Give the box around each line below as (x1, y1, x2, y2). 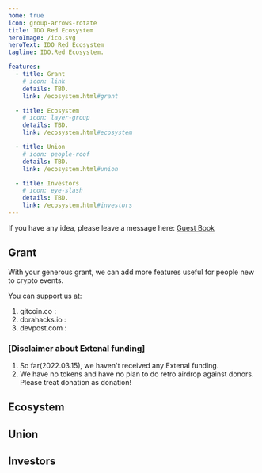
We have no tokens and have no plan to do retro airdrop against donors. (19, 369, 254, 379)
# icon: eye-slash (22, 187, 83, 195)
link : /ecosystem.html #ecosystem (22, 128, 133, 137)
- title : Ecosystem (15, 106, 80, 115)
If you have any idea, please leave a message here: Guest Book (8, 223, 215, 232)
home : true (8, 11, 44, 20)
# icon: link (22, 77, 66, 86)
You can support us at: (8, 291, 82, 300)
